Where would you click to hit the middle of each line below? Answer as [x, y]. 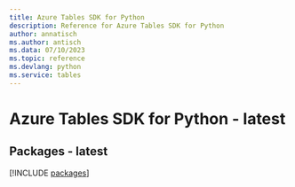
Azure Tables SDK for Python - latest [147, 118]
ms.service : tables [45, 75]
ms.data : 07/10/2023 [48, 51]
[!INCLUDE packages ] [49, 173]
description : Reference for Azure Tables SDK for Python [117, 26]
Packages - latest [59, 152]
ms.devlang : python [45, 67]
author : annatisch [43, 34]
